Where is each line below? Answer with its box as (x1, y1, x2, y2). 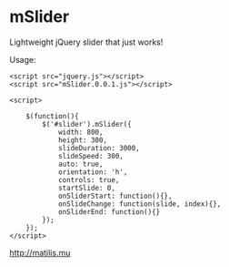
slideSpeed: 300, (57, 151, 124, 160)
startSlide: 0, (57, 183, 116, 192)
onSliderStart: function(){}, (57, 191, 173, 200)
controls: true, (57, 175, 120, 184)
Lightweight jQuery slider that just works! (9, 36, 164, 47)
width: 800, (57, 128, 104, 137)
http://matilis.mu (9, 247, 71, 258)
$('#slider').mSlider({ (42, 119, 132, 128)
